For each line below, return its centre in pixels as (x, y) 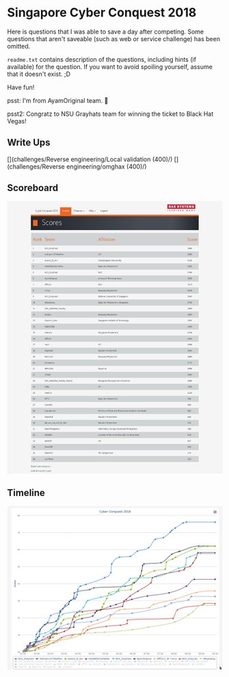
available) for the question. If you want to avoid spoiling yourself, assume (110, 66)
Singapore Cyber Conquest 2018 (102, 13)
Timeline (26, 493)
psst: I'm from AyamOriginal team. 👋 (58, 100)
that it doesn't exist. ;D (39, 74)
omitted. (19, 46)
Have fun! (21, 87)
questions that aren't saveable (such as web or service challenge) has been (114, 38)
